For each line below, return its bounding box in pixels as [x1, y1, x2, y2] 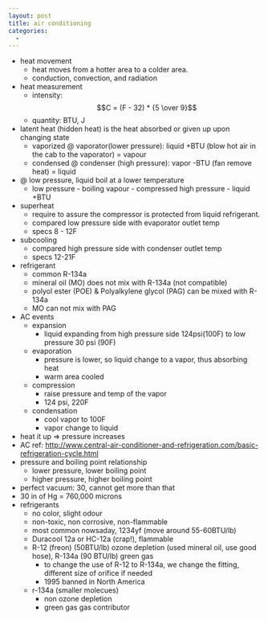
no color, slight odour [31, 508, 103, 519]
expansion [31, 321, 67, 331]
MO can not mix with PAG [31, 303, 116, 314]
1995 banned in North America [43, 577, 146, 587]
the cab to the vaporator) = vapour [31, 150, 147, 159]
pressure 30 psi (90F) [43, 338, 116, 347]
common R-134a [31, 269, 87, 279]
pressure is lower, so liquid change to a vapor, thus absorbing [43, 355, 248, 364]
